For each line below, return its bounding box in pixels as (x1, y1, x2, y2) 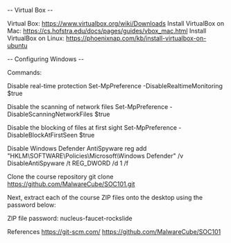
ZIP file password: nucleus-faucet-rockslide (7, 215, 133, 222)
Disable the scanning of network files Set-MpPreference (7, 103, 169, 110)
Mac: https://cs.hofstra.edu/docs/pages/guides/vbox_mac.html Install (7, 27, 207, 35)
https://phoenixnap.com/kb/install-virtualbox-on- (65, 34, 207, 42)
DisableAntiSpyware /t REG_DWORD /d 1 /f (7, 159, 129, 167)
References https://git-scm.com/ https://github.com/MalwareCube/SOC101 (7, 228, 221, 235)
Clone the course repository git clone (7, 173, 114, 181)
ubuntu (7, 42, 28, 49)
